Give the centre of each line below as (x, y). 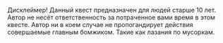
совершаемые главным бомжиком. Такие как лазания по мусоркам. (111, 32)
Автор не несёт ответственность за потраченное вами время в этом (111, 17)
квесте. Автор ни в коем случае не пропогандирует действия (100, 25)
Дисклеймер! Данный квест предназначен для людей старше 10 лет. (112, 10)
